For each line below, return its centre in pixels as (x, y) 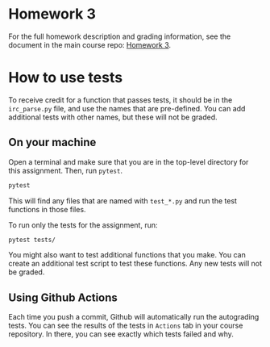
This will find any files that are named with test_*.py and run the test (123, 201)
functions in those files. (47, 209)
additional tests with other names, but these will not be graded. (113, 117)
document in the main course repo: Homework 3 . (90, 44)
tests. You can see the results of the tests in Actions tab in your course (126, 326)
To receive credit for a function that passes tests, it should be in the (120, 100)
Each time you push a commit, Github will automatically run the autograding (134, 317)
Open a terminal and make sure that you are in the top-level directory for (129, 161)
